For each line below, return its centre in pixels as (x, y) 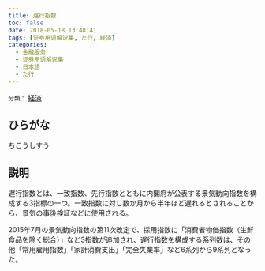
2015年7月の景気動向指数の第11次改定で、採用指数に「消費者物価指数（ (124, 230)
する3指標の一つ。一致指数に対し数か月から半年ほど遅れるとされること (131, 203)
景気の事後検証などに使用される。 (77, 213)
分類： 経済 (25, 98)
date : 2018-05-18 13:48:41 (52, 30)
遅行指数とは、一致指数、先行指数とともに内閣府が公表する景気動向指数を (129, 194)
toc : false (26, 23)
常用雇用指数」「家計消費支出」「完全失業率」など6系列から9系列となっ (136, 250)
